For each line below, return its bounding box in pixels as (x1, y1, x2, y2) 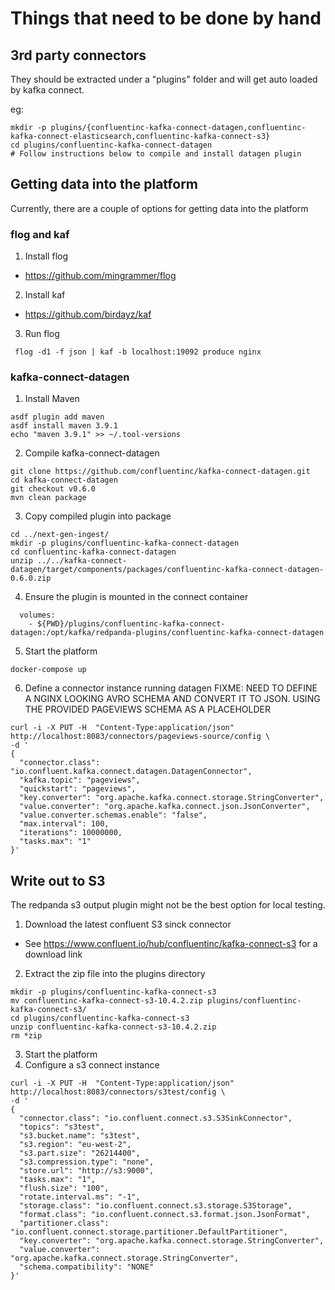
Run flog (24, 328, 60, 340)
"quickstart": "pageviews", (19, 784, 137, 794)
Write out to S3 (10, 872, 106, 889)
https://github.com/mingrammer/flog (24, 270, 177, 282)
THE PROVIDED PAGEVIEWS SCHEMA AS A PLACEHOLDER (24, 703, 271, 716)
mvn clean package (10, 493, 87, 503)
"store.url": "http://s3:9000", (19, 1166, 155, 1176)
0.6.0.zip (10, 573, 52, 584)
